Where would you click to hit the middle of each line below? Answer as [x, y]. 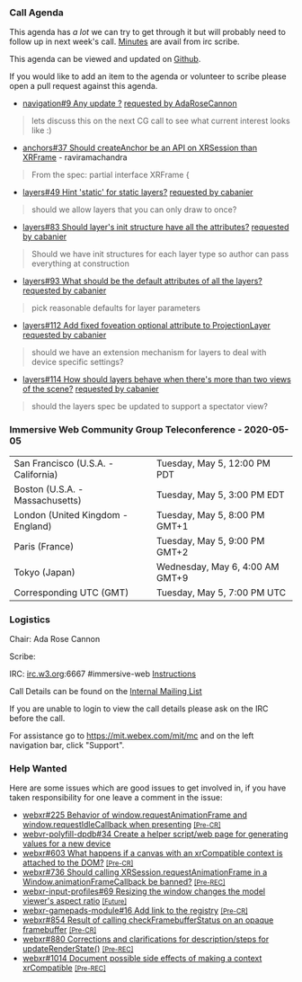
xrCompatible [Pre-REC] [64, 968]
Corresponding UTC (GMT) [71, 593]
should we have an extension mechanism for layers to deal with [149, 353]
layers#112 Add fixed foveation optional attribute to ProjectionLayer [147, 326]
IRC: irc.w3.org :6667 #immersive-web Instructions [102, 674]
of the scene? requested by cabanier [90, 389]
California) [36, 474]
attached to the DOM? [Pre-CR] [78, 863]
